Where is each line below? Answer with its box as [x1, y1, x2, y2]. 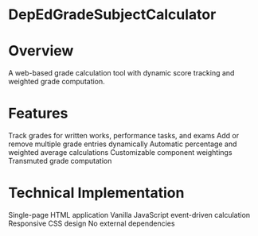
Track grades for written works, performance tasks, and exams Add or [8, 131, 240, 141]
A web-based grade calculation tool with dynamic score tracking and [8, 68, 235, 78]
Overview [8, 42, 74, 60]
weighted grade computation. [8, 77, 105, 87]
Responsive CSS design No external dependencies [8, 219, 175, 228]
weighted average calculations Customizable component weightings [8, 148, 233, 157]
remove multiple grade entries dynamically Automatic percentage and [8, 139, 237, 149]
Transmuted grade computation [8, 157, 112, 166]
